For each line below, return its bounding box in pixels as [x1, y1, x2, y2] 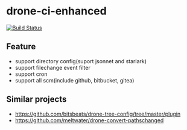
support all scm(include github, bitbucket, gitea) [14, 76, 135, 84]
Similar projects [6, 94, 67, 105]
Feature [6, 42, 36, 52]
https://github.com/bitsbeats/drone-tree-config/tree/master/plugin [14, 110, 181, 117]
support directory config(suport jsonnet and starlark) [14, 57, 147, 64]
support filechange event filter [14, 64, 90, 71]
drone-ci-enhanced [6, 4, 107, 18]
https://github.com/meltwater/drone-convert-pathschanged [14, 116, 164, 124]
